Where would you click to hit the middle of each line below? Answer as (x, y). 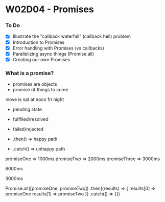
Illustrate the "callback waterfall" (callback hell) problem (72, 36)
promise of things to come (40, 90)
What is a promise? (30, 73)
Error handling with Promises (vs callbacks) (58, 48)
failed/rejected (28, 129)
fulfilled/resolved (30, 119)
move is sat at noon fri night (35, 99)
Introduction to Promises (39, 42)
